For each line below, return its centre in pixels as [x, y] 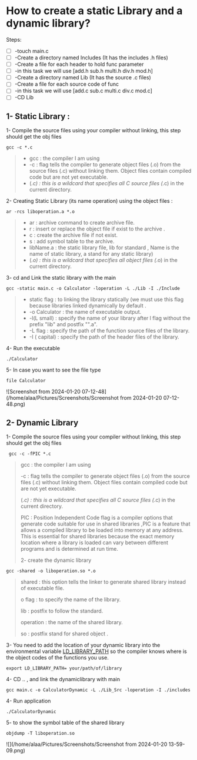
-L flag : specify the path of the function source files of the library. [109, 331]
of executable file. [42, 588]
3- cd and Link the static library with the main [61, 278]
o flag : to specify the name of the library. [71, 600]
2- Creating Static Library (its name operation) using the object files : [89, 201]
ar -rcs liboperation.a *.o [41, 212]
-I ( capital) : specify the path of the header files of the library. [104, 337]
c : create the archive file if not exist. [74, 235]
